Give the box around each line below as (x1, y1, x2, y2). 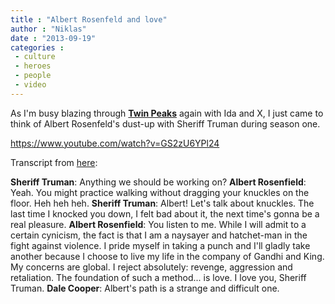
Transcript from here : (10, 156, 98, 168)
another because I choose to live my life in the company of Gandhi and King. (10, 250, 325, 262)
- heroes (14, 61, 52, 71)
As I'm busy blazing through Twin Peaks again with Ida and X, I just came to (10, 107, 324, 119)
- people (14, 71, 52, 81)
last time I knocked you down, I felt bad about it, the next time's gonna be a (10, 207, 320, 220)
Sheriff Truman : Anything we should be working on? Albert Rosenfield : (10, 176, 307, 188)
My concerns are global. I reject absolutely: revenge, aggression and (10, 261, 293, 273)
